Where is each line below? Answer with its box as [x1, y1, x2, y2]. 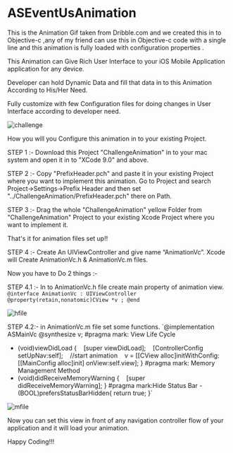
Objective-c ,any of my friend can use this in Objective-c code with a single [7, 35, 227, 44]
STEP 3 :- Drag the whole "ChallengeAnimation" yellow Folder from [7, 205, 202, 213]
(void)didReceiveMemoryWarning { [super [17, 373, 146, 382]
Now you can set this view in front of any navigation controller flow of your [7, 416, 224, 425]
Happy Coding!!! [7, 437, 55, 446]
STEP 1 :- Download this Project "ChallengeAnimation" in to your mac [7, 148, 208, 156]
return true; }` [113, 389, 153, 397]
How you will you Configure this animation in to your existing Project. [7, 134, 207, 143]
